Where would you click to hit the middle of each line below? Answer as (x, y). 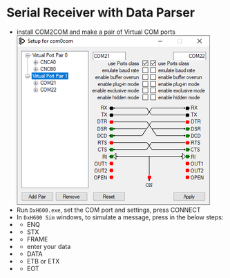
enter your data (49, 246)
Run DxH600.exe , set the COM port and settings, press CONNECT (108, 210)
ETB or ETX (43, 261)
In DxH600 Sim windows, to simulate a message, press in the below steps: (120, 217)
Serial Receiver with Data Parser (100, 13)
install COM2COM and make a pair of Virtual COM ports (96, 32)
